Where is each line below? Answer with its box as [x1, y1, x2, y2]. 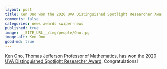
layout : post [5, 7, 32, 12]
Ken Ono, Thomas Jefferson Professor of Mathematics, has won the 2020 [5, 53, 157, 59]
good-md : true [5, 39, 35, 44]
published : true [5, 26, 39, 31]
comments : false [5, 16, 39, 21]
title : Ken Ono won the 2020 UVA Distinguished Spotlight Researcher [5, 12, 153, 17]
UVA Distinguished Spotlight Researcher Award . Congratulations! [5, 58, 138, 64]
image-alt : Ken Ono [5, 35, 46, 40]
